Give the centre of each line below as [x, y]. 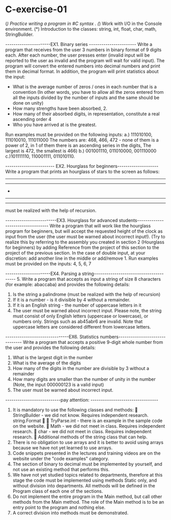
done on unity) [28, 103]
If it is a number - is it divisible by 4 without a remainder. [72, 300]
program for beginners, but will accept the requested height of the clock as [84, 231]
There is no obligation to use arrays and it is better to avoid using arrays [88, 442]
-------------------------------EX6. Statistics [52, 337]
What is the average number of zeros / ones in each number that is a [84, 86]
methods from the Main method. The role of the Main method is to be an [88, 502]
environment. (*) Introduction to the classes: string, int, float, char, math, [81, 29]
